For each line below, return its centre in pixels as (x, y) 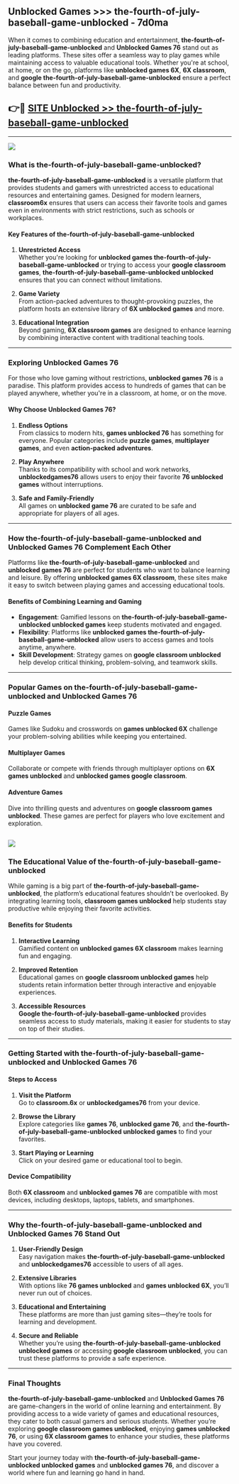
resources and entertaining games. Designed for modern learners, (105, 195)
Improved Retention (48, 969)
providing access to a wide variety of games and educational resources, (113, 1414)
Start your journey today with (51, 1458)
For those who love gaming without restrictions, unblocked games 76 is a (116, 378)
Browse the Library (47, 1116)
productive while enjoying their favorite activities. (80, 908)
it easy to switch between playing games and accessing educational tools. (117, 585)
